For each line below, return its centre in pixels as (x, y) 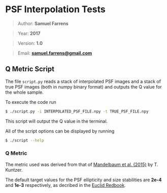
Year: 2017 (29, 33)
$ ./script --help (25, 140)
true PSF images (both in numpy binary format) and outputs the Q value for (84, 87)
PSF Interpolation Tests (55, 9)
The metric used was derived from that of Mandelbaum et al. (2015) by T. (82, 164)
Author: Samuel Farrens (43, 23)
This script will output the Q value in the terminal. (57, 121)
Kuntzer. (14, 170)
